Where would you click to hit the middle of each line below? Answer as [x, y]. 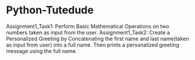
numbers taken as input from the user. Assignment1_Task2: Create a [88, 32]
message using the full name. [42, 51]
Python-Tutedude [50, 10]
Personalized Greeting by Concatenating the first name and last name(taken [97, 38]
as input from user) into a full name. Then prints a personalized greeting [93, 45]
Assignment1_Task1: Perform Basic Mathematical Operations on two [88, 26]
